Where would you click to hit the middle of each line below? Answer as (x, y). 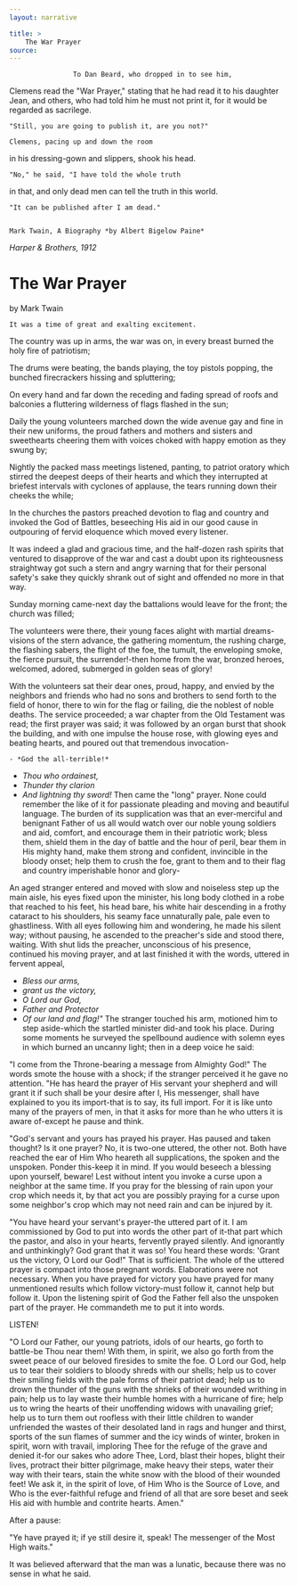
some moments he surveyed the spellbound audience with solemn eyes (153, 1038)
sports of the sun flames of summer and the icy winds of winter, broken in (145, 1437)
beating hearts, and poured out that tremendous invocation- (119, 743)
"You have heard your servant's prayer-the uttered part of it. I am (129, 1222)
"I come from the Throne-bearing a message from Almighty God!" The (138, 1064)
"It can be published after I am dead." (85, 208)
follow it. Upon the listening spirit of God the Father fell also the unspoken (144, 1298)
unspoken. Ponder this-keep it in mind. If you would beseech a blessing (140, 1167)
